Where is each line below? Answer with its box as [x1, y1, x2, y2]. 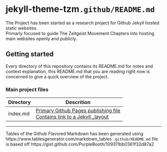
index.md [8, 110, 30, 117]
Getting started [5, 50, 54, 58]
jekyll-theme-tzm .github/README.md [5, 3, 155, 15]
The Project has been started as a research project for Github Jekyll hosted [5, 20, 160, 26]
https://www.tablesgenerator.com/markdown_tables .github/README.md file [5, 136, 158, 142]
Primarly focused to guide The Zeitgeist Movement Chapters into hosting [5, 30, 155, 36]
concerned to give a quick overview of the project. [5, 73, 109, 80]
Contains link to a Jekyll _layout [35, 113, 109, 120]
